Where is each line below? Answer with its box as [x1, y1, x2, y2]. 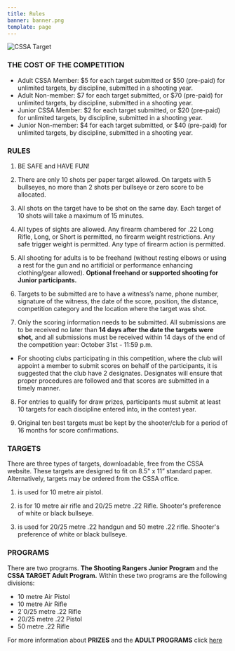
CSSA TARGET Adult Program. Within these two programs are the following [7, 571, 227, 579]
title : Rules [7, 10, 46, 18]
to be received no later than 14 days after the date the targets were [17, 325, 214, 334]
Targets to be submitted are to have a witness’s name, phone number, [17, 289, 220, 298]
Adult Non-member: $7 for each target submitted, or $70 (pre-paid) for [17, 91, 223, 99]
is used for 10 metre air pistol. [17, 488, 103, 497]
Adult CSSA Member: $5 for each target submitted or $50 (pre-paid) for [17, 76, 226, 84]
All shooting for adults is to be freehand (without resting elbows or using [17, 254, 227, 262]
